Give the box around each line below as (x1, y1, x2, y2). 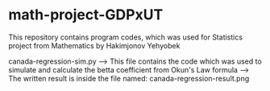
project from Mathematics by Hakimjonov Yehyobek (8, 40, 181, 50)
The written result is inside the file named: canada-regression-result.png (8, 73, 250, 83)
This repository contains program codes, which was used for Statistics (8, 32, 243, 42)
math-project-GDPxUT (8, 6, 164, 24)
